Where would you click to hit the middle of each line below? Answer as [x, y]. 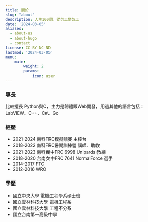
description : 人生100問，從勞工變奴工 [42, 19]
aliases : [14, 29]
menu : [11, 57]
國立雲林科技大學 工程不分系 [42, 208]
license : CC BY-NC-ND [28, 48]
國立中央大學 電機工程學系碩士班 [46, 195]
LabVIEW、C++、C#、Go [32, 113]
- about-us [21, 33]
